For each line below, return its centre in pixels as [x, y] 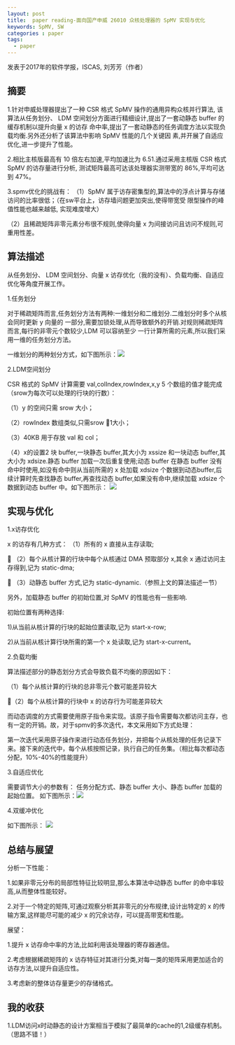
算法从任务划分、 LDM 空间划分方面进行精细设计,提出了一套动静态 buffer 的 [116, 118]
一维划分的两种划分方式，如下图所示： [62, 354]
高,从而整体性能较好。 [39, 891]
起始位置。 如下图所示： [42, 796]
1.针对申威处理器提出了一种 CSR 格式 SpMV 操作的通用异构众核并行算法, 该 [115, 109]
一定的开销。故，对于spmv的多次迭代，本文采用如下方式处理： [104, 725]
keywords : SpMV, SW [36, 27]
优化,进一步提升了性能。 [42, 144]
